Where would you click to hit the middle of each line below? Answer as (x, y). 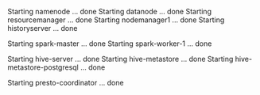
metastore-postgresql (43, 67)
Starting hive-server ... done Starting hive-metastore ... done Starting (120, 59)
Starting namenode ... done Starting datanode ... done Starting (110, 11)
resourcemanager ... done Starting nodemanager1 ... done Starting (116, 20)
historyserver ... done (43, 28)
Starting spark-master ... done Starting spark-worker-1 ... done (110, 44)
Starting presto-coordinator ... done (66, 83)
